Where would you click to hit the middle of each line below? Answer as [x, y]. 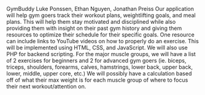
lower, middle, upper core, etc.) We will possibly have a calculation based [99, 73]
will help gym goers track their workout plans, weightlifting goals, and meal [101, 15]
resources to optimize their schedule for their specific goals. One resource [100, 35]
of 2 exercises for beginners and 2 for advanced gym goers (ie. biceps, [96, 61]
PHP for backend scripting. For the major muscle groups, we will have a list [101, 54]
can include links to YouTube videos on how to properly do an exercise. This [103, 41]
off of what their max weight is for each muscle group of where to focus [97, 80]
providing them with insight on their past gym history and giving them [94, 28]
